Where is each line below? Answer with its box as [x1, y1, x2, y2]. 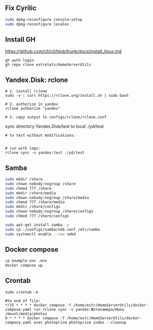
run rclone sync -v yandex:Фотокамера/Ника [33, 307, 124, 312]
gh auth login [5, 58, 34, 63]
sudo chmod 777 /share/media [5, 200, 65, 205]
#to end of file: [5, 298, 41, 303]
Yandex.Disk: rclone [5, 76, 68, 84]
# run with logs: [5, 146, 41, 151]
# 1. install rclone [5, 89, 48, 94]
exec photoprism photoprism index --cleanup [33, 320, 126, 325]
